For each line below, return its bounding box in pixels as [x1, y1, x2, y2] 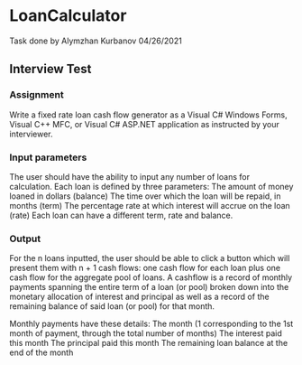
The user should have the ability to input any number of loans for [9, 171, 251, 182]
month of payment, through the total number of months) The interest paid [9, 328, 282, 339]
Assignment [9, 89, 65, 101]
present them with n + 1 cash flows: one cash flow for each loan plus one [9, 263, 281, 274]
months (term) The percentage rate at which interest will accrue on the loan [9, 200, 290, 211]
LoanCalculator [9, 5, 127, 26]
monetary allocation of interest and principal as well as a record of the [9, 291, 270, 303]
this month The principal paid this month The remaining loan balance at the [9, 338, 288, 349]
